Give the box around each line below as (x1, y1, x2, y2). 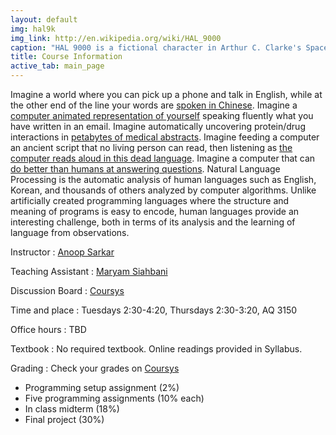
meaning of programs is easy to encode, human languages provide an (10, 206, 300, 217)
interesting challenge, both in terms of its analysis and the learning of (10, 216, 296, 228)
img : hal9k (10, 24, 56, 34)
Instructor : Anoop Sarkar (10, 246, 115, 258)
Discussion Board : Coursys (10, 285, 125, 296)
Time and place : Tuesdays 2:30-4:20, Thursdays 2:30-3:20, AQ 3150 (10, 304, 298, 316)
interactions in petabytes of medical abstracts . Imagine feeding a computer (10, 131, 320, 143)
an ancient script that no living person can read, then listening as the (10, 142, 293, 153)
